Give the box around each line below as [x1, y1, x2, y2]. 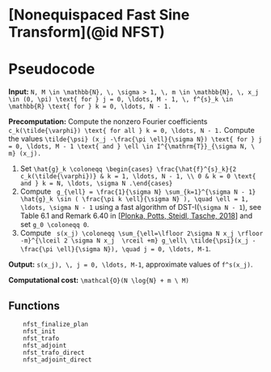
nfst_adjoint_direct [23, 355, 92, 364]
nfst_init [23, 327, 57, 336]
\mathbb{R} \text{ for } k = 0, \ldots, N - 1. [8, 103, 172, 111]
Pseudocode [8, 60, 95, 79]
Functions [8, 298, 61, 313]
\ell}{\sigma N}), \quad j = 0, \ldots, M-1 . [56, 244, 212, 254]
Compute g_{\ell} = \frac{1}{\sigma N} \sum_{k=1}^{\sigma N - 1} [19, 186, 256, 196]
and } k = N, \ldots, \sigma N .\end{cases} [19, 180, 173, 188]
